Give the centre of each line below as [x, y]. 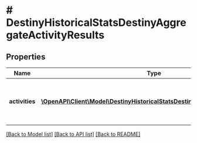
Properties [26, 57]
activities [22, 101]
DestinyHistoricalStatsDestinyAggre [96, 23]
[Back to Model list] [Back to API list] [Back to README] [73, 134]
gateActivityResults [55, 35]
